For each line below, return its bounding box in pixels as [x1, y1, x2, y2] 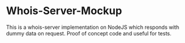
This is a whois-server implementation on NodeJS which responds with [6, 24, 180, 31]
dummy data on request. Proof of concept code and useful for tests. [6, 29, 172, 37]
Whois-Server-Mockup [6, 4, 123, 18]
